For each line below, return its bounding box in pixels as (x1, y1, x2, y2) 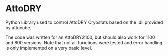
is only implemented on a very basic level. (5, 45, 92, 51)
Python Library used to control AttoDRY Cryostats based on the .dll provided (5, 19, 163, 25)
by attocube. (5, 24, 32, 30)
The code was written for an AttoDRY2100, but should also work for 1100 (5, 34, 155, 40)
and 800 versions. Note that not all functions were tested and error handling (5, 39, 163, 45)
